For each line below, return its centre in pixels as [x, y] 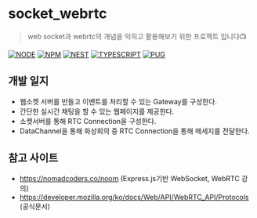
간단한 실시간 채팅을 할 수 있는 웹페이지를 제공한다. [97, 111]
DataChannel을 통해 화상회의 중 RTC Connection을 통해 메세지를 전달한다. [134, 131]
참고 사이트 [33, 158]
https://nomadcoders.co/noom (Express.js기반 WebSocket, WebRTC [130, 178]
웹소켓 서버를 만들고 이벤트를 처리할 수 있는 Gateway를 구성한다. [118, 101]
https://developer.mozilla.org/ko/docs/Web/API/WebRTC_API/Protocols [134, 197]
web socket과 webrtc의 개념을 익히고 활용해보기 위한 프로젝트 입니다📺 [137, 36]
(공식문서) [35, 206]
